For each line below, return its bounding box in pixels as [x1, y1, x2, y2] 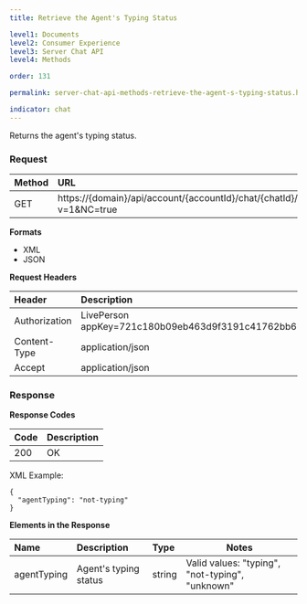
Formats [9, 227, 42, 238]
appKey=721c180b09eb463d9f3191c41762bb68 [80, 321, 303, 334]
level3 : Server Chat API [9, 47, 104, 56]
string [152, 568, 178, 581]
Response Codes [9, 409, 76, 420]
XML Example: [9, 470, 64, 481]
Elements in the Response [9, 520, 111, 531]
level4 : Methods [9, 56, 71, 65]
